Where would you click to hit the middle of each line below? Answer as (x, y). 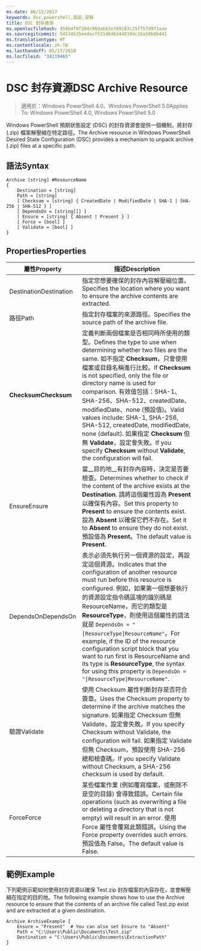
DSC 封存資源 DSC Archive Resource (97, 88)
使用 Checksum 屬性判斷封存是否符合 (134, 690)
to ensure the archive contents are (130, 296)
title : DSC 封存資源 (30, 23)
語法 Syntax (28, 166)
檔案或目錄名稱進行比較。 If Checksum (136, 368)
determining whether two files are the (134, 350)
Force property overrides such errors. (135, 835)
